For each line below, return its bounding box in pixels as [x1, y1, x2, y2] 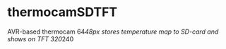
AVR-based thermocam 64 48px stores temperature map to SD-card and [7, 27, 219, 36]
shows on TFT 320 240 [7, 34, 74, 43]
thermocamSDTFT [7, 4, 118, 20]
